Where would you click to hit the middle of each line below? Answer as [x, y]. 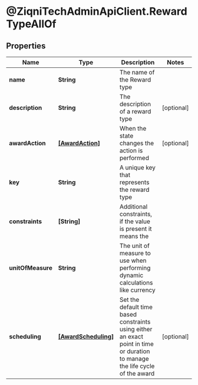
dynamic [131, 275]
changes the [137, 143]
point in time [137, 344]
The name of [137, 72]
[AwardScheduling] [86, 337]
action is [131, 151]
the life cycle [137, 366]
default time [136, 307]
